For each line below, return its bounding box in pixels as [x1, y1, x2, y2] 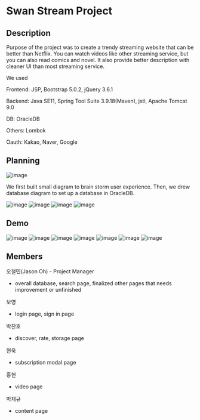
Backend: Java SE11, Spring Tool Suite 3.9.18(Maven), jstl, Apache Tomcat [6, 97, 187, 104]
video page [14, 383, 43, 390]
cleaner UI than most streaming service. [6, 63, 104, 70]
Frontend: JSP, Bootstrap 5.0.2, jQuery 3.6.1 [6, 86, 113, 93]
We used [6, 75, 28, 81]
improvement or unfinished [14, 286, 82, 294]
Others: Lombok [6, 127, 46, 134]
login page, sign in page [14, 310, 75, 317]
